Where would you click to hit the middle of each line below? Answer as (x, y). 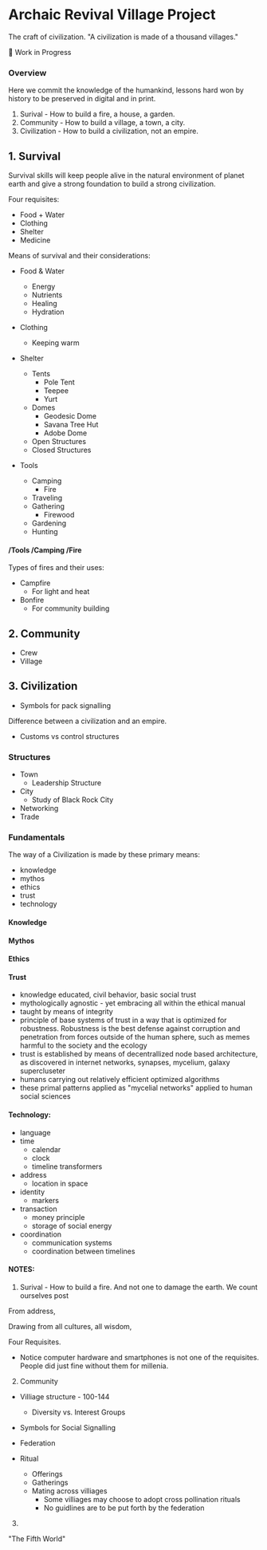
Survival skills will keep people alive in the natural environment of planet (126, 175)
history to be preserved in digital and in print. (82, 99)
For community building (71, 608)
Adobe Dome (65, 433)
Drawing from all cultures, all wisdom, (70, 1326)
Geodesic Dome (70, 416)
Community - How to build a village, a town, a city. (102, 123)
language (35, 1132)
